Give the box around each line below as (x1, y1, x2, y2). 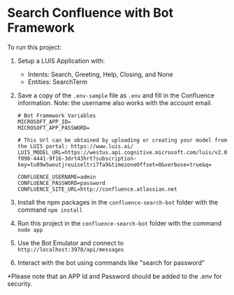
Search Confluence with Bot (7, 5, 173, 21)
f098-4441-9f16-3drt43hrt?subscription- (17, 155, 137, 162)
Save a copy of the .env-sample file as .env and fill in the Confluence (17, 91, 215, 100)
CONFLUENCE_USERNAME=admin (17, 173, 96, 180)
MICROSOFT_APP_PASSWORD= (17, 124, 90, 131)
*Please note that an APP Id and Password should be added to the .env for (7, 272, 222, 280)
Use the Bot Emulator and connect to (17, 238, 124, 247)
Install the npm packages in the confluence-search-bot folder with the (17, 198, 219, 206)
